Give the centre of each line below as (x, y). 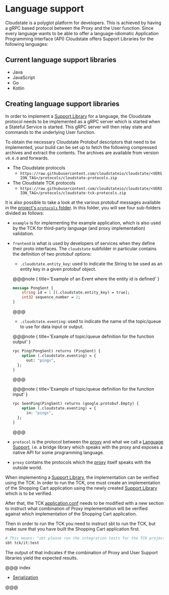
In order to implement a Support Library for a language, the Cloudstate (78, 116)
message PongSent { (33, 288)
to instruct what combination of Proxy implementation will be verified (76, 508)
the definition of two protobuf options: (52, 254)
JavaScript (24, 77)
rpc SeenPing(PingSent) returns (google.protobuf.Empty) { (76, 404)
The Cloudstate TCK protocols (44, 183)
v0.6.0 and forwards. (27, 158)
